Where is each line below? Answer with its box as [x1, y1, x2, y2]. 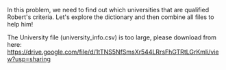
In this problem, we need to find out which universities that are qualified [7, 6, 210, 14]
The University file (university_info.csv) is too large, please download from [7, 33, 217, 41]
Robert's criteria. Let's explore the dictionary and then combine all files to [7, 13, 214, 21]
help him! [7, 20, 34, 28]
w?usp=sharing [7, 55, 51, 63]
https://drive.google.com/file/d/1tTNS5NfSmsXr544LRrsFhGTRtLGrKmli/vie [7, 48, 219, 56]
